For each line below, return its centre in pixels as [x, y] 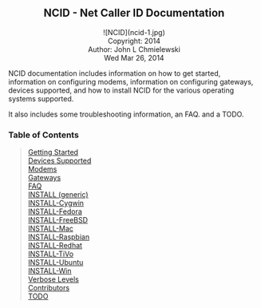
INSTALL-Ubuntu [55, 263]
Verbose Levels [53, 279]
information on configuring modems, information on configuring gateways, [131, 81]
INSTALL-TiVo [51, 254]
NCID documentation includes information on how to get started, [115, 73]
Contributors [49, 288]
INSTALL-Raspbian [59, 237]
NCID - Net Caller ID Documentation [134, 13]
